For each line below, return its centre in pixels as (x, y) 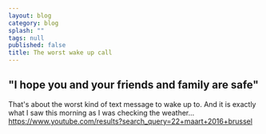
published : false (37, 45)
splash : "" (26, 30)
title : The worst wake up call (60, 53)
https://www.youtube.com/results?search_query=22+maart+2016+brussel (131, 121)
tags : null (26, 38)
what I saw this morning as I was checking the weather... (101, 112)
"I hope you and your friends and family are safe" (134, 85)
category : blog (34, 23)
